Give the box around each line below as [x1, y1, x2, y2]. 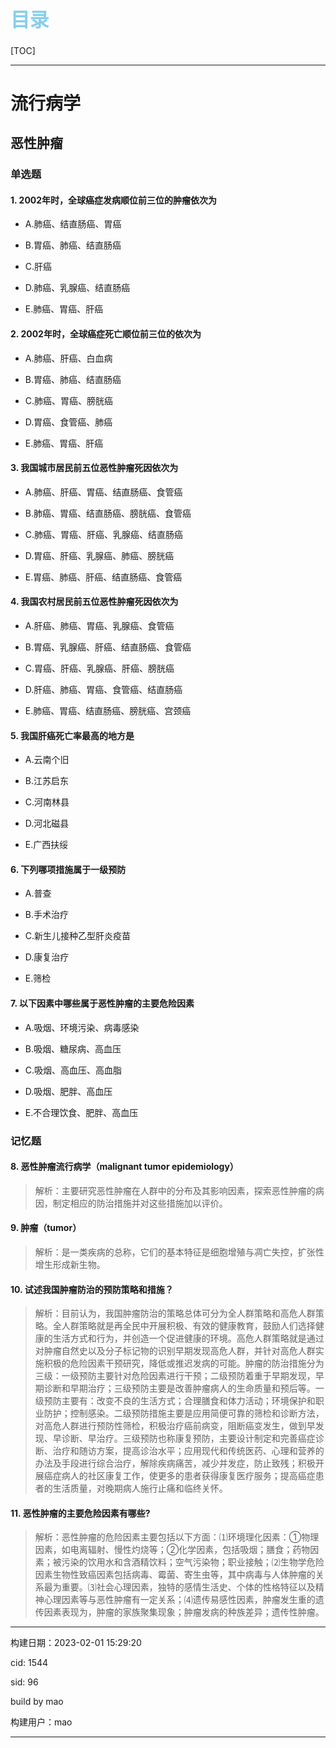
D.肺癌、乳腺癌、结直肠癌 [24, 282, 131, 294]
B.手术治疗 [24, 909, 69, 921]
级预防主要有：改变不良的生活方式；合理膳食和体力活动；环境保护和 [34, 1395, 316, 1407]
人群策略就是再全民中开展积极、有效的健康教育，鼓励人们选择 [61, 1320, 316, 1332]
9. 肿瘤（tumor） [10, 1222, 82, 1234]
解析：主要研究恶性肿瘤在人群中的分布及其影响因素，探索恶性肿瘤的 [34, 1184, 316, 1196]
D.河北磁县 [24, 817, 70, 830]
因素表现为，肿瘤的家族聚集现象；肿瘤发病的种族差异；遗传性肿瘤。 [43, 1606, 325, 1618]
